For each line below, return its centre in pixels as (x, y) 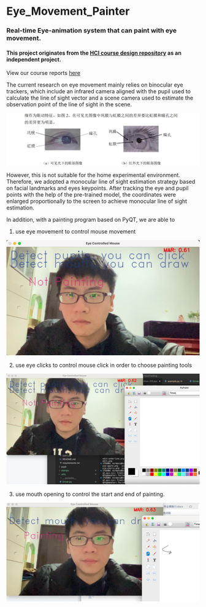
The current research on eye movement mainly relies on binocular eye (95, 85)
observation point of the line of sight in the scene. (69, 104)
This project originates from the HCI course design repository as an (94, 53)
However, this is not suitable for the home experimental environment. (93, 175)
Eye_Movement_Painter (68, 11)
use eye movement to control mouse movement (75, 231)
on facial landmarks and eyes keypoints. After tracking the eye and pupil (97, 188)
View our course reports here (44, 73)
